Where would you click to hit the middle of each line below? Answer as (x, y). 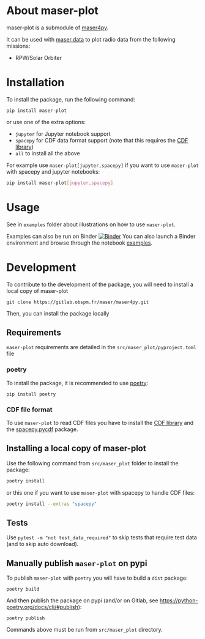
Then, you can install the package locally (58, 313)
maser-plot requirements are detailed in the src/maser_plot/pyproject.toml (102, 347)
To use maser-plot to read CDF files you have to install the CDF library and (100, 423)
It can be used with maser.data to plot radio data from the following (91, 39)
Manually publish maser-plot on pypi (77, 563)
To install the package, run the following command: (71, 99)
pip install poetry (31, 394)
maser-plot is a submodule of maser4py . (58, 28)
